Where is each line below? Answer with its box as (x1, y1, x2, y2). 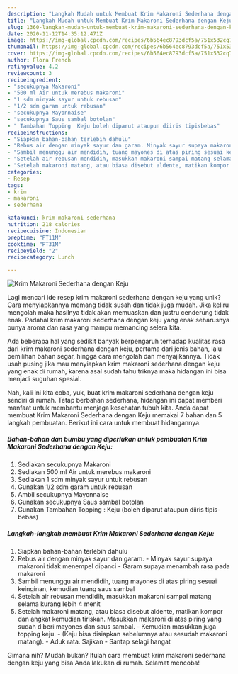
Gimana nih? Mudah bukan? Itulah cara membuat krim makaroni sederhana (7, 651, 227, 660)
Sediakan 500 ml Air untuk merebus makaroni (17, 468, 151, 476)
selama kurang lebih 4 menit (17, 600, 101, 608)
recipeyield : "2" (7, 247, 59, 254)
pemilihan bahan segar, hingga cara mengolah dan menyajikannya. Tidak (7, 352, 220, 361)
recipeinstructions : (7, 129, 69, 136)
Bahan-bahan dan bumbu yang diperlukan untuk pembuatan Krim (7, 434, 208, 443)
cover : (7, 50, 27, 57)
